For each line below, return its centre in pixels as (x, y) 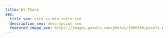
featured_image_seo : (31, 28)
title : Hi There (22, 10)
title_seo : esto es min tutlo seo (45, 19)
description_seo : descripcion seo (45, 23)
